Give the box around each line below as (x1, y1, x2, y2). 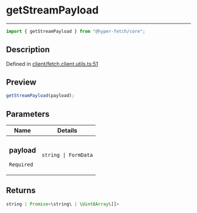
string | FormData (42, 152, 93, 158)
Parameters (6, 109, 50, 119)
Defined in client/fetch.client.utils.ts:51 (6, 60, 98, 67)
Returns (6, 185, 36, 195)
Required (9, 161, 33, 168)
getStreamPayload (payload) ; (6, 93, 75, 99)
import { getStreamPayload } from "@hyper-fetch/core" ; (6, 28, 145, 34)
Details (57, 127, 77, 135)
